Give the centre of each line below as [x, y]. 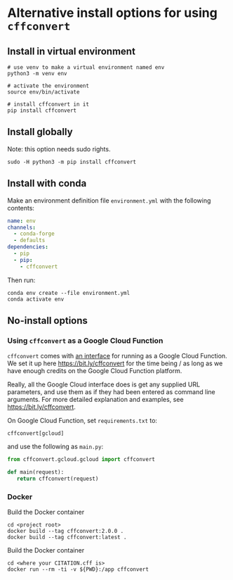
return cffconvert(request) [58, 479]
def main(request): [36, 472]
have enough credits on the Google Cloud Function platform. [95, 371]
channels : [22, 227]
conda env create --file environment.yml [69, 293]
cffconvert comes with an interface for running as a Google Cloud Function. [117, 356]
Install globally [40, 132]
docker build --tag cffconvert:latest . [67, 537]
